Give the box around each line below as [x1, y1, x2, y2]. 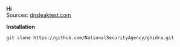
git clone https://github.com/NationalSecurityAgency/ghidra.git [6, 35, 174, 41]
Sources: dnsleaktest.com [6, 11, 71, 19]
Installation [6, 23, 35, 30]
